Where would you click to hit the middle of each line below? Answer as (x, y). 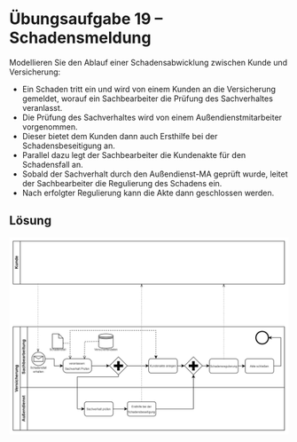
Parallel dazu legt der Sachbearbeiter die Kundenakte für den (134, 154)
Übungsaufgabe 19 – (86, 19)
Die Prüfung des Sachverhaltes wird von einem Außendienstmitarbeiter (152, 117)
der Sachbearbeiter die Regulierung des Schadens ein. (122, 183)
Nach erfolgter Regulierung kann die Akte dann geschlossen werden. (148, 193)
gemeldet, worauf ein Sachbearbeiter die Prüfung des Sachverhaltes (147, 99)
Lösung (30, 221)
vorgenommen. (50, 126)
